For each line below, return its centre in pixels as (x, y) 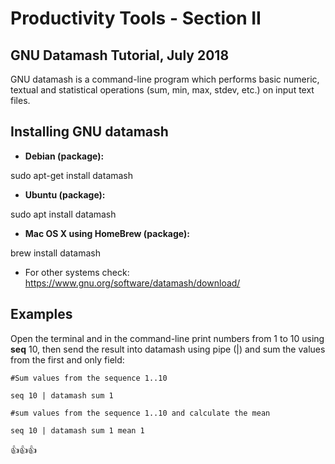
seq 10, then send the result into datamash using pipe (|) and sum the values (168, 349)
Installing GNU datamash (89, 132)
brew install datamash (55, 253)
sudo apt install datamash (63, 214)
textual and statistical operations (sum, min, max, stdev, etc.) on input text (162, 90)
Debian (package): (64, 156)
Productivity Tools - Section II (136, 18)
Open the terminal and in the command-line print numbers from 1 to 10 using (167, 338)
